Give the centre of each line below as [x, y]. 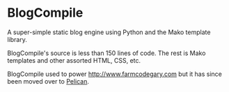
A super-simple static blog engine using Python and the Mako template [109, 32]
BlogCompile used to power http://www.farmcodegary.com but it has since [115, 74]
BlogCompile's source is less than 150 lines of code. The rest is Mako [106, 53]
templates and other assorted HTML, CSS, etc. [74, 60]
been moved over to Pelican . [48, 81]
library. [17, 39]
